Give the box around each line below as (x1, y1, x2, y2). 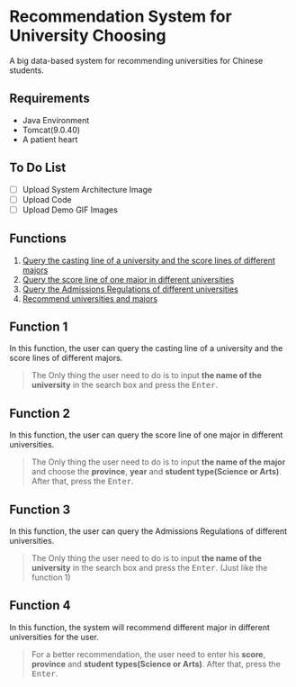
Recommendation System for (9, 6, 232, 27)
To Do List (9, 160, 67, 176)
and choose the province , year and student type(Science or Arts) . (31, 466, 282, 477)
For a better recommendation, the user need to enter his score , (31, 648, 266, 659)
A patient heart (22, 133, 78, 145)
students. (9, 65, 45, 76)
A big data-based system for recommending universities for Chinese (9, 55, 264, 66)
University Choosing (9, 25, 166, 46)
